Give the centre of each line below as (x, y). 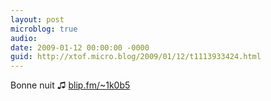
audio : (24, 38)
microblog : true (44, 29)
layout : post (37, 19)
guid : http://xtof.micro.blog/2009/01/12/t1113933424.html (136, 57)
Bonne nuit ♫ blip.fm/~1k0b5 (70, 85)
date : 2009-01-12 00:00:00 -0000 (80, 47)
